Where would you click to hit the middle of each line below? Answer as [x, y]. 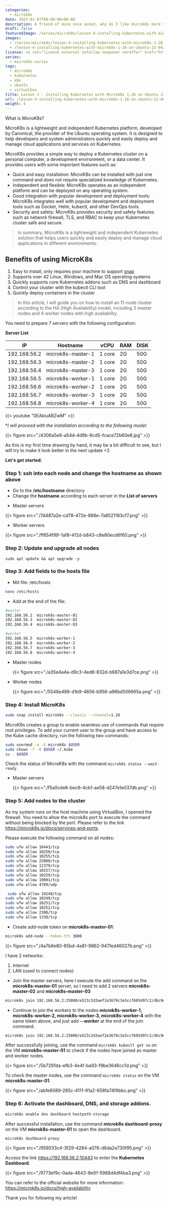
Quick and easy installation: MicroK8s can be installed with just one [82, 174]
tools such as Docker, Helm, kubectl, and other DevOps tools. [76, 207]
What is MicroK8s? [25, 118]
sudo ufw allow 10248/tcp [34, 894]
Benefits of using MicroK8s [49, 259]
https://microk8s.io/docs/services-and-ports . [52, 828]
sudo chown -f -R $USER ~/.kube [39, 749]
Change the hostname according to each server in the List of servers [85, 496]
